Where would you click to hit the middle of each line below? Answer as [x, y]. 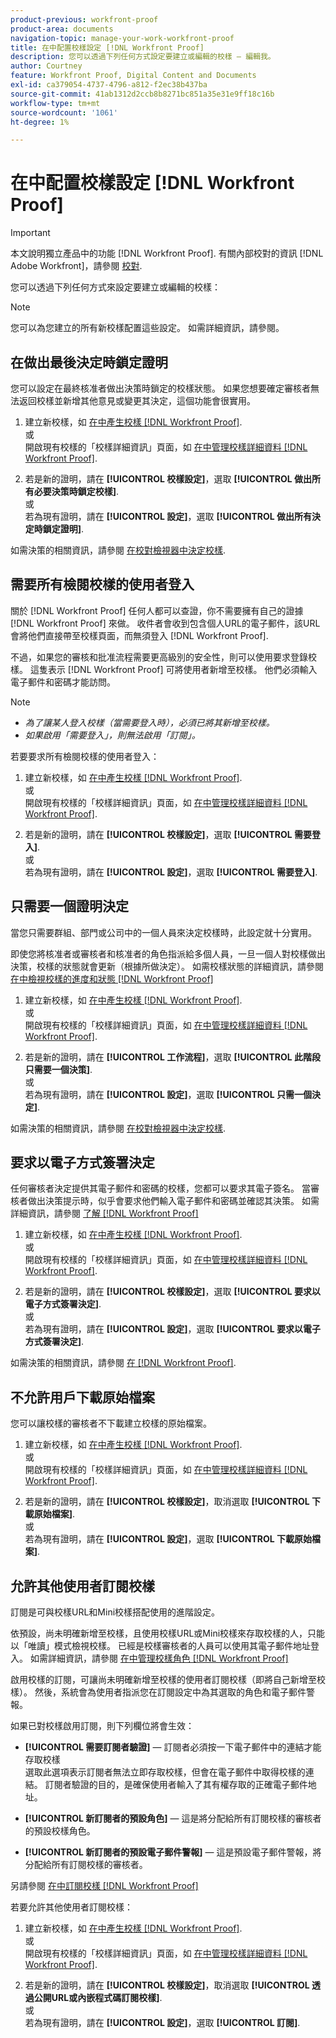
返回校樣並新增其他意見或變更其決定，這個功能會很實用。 [137, 400]
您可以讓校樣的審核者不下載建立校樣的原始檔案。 [111, 1423]
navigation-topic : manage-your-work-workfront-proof [122, 38]
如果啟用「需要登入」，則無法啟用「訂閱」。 [112, 735]
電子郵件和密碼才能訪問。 [63, 682]
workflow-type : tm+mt [55, 103]
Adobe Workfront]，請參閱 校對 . [76, 266]
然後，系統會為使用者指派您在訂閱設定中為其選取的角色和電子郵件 [170, 1692]
